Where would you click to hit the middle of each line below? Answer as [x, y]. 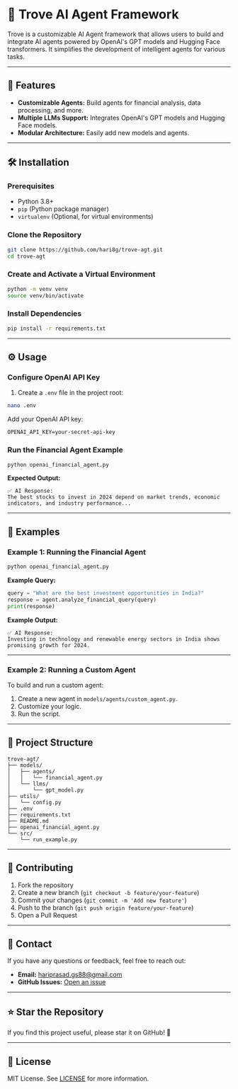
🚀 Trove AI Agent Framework [93, 15]
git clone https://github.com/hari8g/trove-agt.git [85, 250]
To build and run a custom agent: [56, 685]
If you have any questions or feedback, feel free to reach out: [97, 961]
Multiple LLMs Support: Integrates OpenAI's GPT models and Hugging [121, 118]
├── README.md [28, 821]
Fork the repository [46, 885]
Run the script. [39, 714]
